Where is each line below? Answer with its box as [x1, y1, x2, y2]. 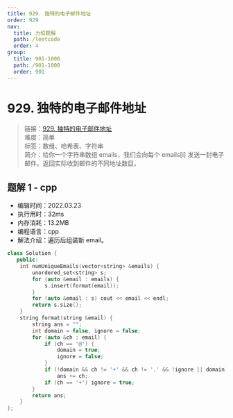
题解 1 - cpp [7, 181, 58, 193]
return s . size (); [32, 301, 82, 309]
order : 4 [13, 42, 39, 49]
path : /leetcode [13, 36, 60, 43]
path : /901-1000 [13, 62, 60, 69]
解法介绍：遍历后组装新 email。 [17, 236, 107, 244]
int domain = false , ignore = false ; [32, 327, 141, 334]
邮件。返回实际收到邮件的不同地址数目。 [24, 159, 140, 167]
